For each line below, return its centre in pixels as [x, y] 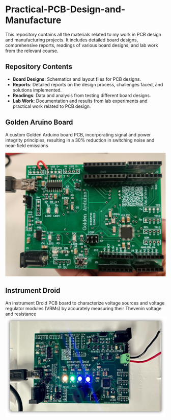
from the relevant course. [32, 51]
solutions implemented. [37, 90]
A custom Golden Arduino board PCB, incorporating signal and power [78, 134]
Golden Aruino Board [39, 122]
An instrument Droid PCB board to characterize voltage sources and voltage [85, 303]
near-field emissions [27, 145]
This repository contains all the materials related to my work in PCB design [83, 34]
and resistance [21, 314]
